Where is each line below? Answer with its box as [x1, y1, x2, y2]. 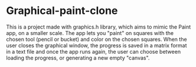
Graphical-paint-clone [6, 4, 118, 17]
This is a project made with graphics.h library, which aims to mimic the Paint [6, 23, 191, 30]
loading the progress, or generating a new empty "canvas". [6, 54, 150, 61]
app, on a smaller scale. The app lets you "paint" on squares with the [6, 29, 174, 36]
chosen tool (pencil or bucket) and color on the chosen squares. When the [6, 36, 187, 43]
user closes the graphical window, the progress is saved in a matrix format [6, 42, 187, 49]
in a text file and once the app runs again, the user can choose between [6, 48, 181, 55]
